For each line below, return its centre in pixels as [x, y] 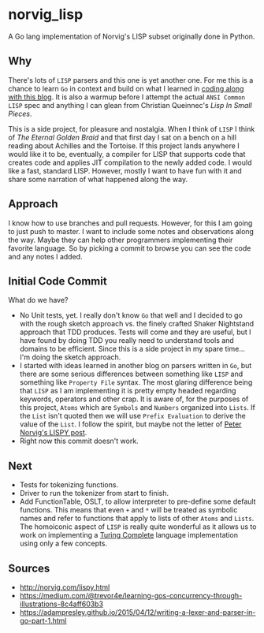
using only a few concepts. [63, 544]
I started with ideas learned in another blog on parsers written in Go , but [136, 366]
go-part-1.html [43, 621]
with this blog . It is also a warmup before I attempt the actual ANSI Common [127, 97]
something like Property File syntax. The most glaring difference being [136, 382]
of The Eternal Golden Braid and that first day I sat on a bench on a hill [122, 137]
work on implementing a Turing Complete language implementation [129, 535]
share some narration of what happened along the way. [98, 179]
